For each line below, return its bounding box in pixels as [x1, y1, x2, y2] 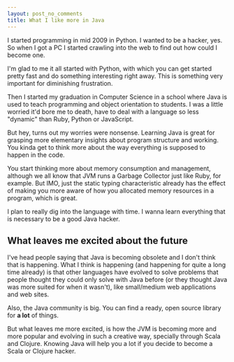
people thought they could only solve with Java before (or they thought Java [7, 276, 228, 284]
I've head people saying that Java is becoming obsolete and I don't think [7, 253, 217, 262]
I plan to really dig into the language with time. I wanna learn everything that [7, 207, 226, 216]
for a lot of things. [7, 311, 59, 319]
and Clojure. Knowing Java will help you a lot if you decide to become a [7, 340, 213, 348]
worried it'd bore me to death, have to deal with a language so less [7, 107, 199, 116]
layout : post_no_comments [7, 10, 82, 17]
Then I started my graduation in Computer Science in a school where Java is [7, 92, 228, 101]
